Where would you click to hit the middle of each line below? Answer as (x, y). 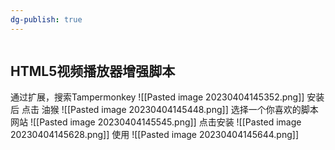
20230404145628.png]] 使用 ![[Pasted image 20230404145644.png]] (154, 135)
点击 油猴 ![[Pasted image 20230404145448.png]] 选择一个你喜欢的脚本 (170, 110)
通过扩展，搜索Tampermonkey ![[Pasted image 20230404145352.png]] (157, 97)
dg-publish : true (46, 19)
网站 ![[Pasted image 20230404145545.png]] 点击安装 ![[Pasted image (156, 122)
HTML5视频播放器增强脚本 (93, 71)
